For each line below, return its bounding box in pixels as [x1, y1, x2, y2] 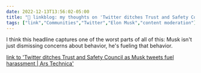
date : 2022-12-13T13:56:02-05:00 [6, 8, 90, 15]
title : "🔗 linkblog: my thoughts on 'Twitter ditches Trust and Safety [6, 14, 188, 20]
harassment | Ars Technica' [6, 60, 74, 67]
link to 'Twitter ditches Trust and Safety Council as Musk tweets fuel [6, 54, 175, 61]
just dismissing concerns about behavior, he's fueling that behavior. [6, 42, 173, 49]
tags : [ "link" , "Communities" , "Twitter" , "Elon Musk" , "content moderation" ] [6, 20, 197, 26]
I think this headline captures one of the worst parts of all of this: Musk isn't [6, 36, 193, 43]
